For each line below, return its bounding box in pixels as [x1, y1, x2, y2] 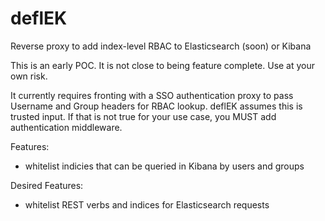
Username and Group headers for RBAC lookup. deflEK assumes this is [10, 100, 303, 112]
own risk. [10, 70, 48, 82]
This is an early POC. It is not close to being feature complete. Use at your [10, 59, 316, 71]
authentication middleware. [10, 121, 123, 133]
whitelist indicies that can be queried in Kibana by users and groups [24, 160, 305, 172]
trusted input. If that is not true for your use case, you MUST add [10, 110, 277, 122]
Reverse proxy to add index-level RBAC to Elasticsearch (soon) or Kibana [10, 40, 312, 52]
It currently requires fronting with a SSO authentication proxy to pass [10, 89, 294, 101]
